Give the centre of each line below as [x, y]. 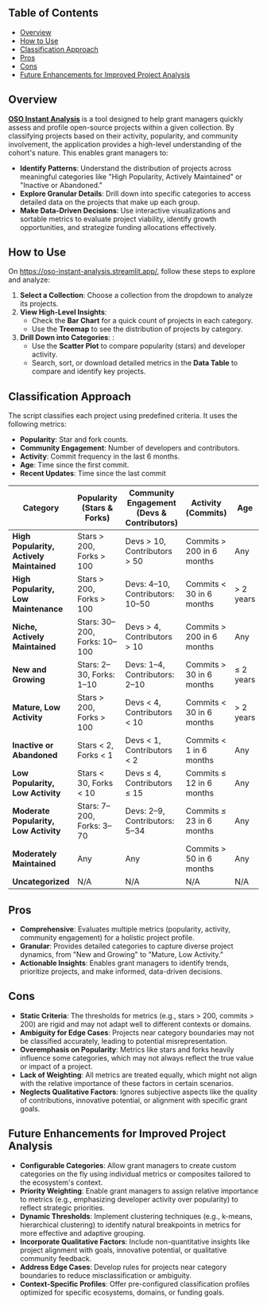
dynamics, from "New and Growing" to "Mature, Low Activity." [122, 955]
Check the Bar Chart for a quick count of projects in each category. [142, 321]
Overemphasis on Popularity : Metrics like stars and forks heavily [127, 1049]
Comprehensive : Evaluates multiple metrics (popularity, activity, [125, 929]
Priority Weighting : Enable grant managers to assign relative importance [139, 1190]
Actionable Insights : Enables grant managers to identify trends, [124, 963]
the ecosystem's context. [61, 1182]
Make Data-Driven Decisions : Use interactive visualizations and [125, 210]
